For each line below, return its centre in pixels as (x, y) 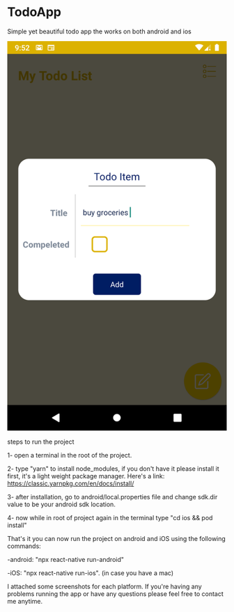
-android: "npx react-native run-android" (65, 559)
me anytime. (25, 601)
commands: (24, 546)
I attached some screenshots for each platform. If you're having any (104, 586)
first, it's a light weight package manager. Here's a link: (86, 476)
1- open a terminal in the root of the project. (70, 455)
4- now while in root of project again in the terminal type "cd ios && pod (110, 517)
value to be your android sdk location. (62, 504)
